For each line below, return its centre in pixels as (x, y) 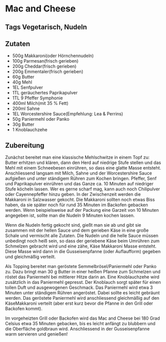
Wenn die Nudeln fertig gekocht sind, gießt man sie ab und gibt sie (73, 225)
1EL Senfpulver (28, 87)
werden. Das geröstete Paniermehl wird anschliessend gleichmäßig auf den (82, 298)
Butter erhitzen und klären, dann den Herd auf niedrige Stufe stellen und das (83, 163)
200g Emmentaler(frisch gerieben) (48, 72)
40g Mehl (22, 82)
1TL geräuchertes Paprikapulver (45, 93)
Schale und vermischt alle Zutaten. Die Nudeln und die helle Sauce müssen (82, 236)
